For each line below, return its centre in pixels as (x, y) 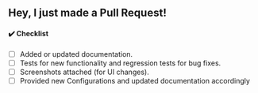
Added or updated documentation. (76, 54)
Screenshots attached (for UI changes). (84, 72)
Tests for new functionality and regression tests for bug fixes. (120, 63)
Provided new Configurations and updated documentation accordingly (135, 80)
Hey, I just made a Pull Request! (87, 13)
